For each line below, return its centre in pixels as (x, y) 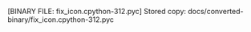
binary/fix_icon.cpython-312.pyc (61, 20)
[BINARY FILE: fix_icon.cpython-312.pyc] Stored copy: (97, 11)
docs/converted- (215, 11)
